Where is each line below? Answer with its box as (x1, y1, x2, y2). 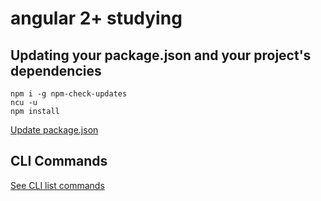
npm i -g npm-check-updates (10, 89, 128, 99)
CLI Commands (10, 153, 108, 170)
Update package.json (10, 124, 99, 136)
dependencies (10, 62, 102, 79)
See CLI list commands (10, 179, 105, 191)
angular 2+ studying (10, 7, 183, 30)
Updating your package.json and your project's (10, 47, 312, 64)
